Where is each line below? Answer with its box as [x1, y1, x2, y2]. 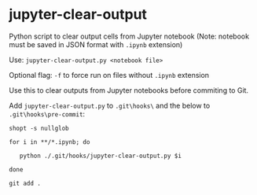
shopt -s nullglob [9, 124, 69, 132]
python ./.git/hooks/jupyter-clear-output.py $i [19, 152, 182, 160]
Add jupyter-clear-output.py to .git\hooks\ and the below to [9, 101, 211, 110]
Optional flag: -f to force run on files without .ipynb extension [9, 70, 210, 79]
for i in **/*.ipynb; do [9, 138, 90, 146]
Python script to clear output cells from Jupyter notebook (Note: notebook [9, 31, 250, 41]
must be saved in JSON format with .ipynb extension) [9, 39, 183, 49]
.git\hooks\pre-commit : [9, 109, 86, 119]
